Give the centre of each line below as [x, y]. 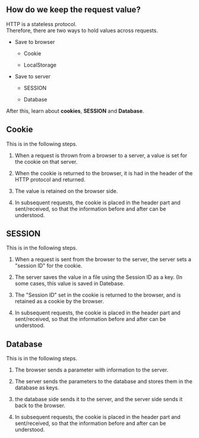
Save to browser [35, 42]
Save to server [32, 76]
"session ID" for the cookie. [48, 266]
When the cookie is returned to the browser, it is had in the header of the [104, 173]
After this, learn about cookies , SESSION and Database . [75, 111]
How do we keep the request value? [73, 10]
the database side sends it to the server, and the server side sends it [99, 399]
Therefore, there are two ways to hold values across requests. [82, 30]
